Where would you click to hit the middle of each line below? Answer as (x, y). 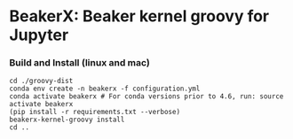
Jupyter (39, 35)
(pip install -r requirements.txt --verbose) (95, 112)
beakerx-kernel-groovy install (67, 120)
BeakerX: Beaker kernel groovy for (139, 16)
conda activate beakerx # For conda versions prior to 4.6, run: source (146, 97)
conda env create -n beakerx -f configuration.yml (105, 89)
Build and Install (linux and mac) (80, 63)
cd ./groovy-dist (41, 81)
